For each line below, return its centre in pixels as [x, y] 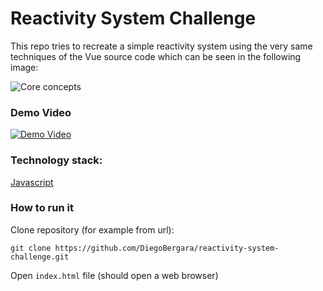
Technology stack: [56, 160]
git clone [31, 248]
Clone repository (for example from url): [92, 229]
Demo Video [41, 112]
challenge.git [40, 257]
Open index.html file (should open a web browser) [114, 275]
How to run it [42, 208]
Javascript [32, 182]
